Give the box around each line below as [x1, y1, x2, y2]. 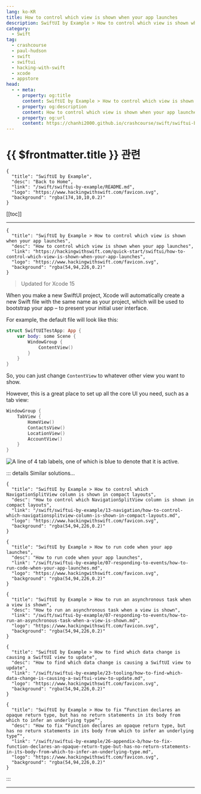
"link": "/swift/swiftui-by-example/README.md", [11, 184, 135, 190]
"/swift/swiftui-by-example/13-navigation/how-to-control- [32, 508, 184, 514]
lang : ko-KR [6, 8, 36, 15]
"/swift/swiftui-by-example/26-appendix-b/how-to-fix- [32, 739, 172, 745]
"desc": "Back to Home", [11, 179, 74, 185]
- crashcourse [11, 43, 47, 49]
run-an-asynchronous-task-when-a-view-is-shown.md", [6, 618, 141, 624]
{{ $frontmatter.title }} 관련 [6, 148, 141, 162]
